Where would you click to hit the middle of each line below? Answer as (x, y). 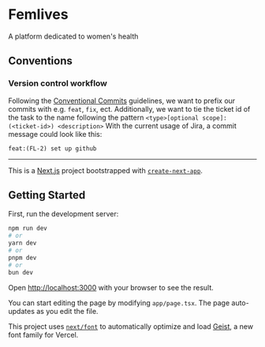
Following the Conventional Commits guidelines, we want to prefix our (122, 101)
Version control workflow (58, 83)
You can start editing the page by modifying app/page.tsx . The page (119, 303)
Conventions (41, 61)
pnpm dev (22, 257)
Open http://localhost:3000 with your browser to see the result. (111, 287)
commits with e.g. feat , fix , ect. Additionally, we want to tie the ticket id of (129, 109)
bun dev (21, 272)
